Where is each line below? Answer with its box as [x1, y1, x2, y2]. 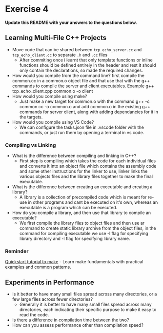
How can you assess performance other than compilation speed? [12, 322, 144, 328]
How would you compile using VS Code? [12, 119, 94, 125]
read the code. [19, 312, 49, 318]
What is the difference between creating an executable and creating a [12, 184, 153, 190]
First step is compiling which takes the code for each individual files [19, 158, 156, 164]
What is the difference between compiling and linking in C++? [12, 153, 137, 159]
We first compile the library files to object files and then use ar [19, 220, 145, 226]
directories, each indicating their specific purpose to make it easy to [19, 307, 157, 313]
